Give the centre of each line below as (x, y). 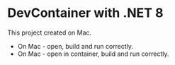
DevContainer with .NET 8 (85, 13)
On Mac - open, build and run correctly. (75, 46)
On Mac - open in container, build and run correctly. (93, 54)
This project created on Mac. (50, 32)
